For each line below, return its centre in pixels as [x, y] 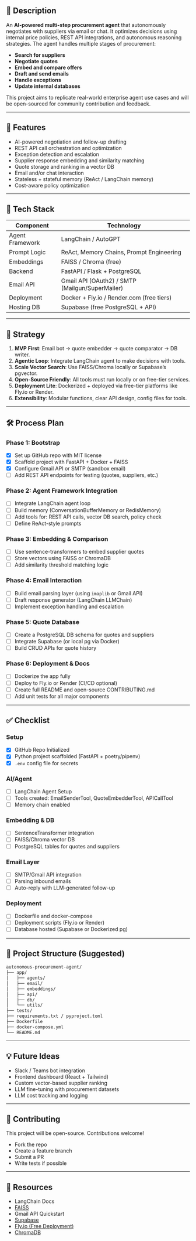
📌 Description [31, 11]
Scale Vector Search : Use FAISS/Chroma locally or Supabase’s [90, 367]
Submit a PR [29, 1157]
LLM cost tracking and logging [51, 1095]
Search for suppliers [40, 55]
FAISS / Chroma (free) [91, 262]
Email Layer [23, 862]
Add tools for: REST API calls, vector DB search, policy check [88, 517]
